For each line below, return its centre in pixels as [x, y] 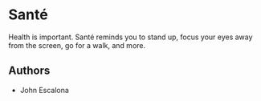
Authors [29, 71]
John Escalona [45, 90]
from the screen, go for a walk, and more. [77, 45]
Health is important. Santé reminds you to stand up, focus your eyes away [130, 37]
